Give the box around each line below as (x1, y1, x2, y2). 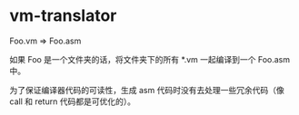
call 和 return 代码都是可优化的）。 (9, 96, 136, 107)
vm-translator (9, 5, 117, 26)
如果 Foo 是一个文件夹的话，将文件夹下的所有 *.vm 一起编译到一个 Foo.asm (9, 53, 291, 64)
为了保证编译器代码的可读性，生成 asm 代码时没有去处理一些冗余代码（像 (9, 84, 284, 95)
